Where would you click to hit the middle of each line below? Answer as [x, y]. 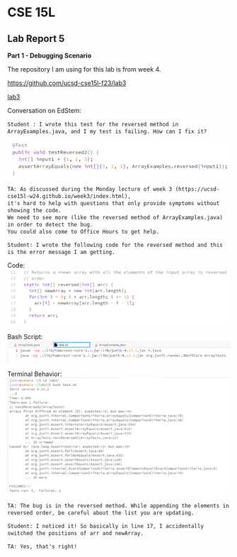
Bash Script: [25, 336]
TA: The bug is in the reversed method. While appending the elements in [118, 506]
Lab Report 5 [36, 39]
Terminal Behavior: [35, 374]
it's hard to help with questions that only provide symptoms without [114, 204]
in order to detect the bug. [50, 225]
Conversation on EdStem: [45, 110]
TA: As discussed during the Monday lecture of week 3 [90, 189]
